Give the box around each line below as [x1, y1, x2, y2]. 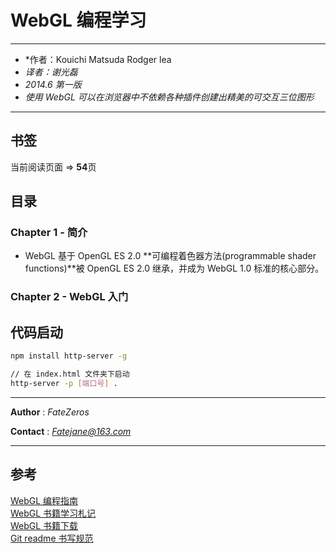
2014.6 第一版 [24, 78, 82, 90]
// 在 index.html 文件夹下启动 [10, 369, 130, 380]
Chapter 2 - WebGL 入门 [10, 290, 129, 304]
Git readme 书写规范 [10, 532, 94, 544]
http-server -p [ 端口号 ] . [10, 378, 118, 388]
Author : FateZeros [10, 406, 90, 418]
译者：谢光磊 [24, 66, 78, 78]
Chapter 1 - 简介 [10, 226, 88, 240]
